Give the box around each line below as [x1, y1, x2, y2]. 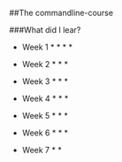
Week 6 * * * [21, 127, 69, 138]
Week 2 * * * [21, 59, 69, 69]
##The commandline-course [9, 8, 113, 18]
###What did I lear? [9, 25, 81, 35]
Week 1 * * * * [21, 42, 73, 52]
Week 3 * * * [21, 76, 69, 87]
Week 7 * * [21, 145, 62, 155]
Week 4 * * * [21, 93, 69, 104]
